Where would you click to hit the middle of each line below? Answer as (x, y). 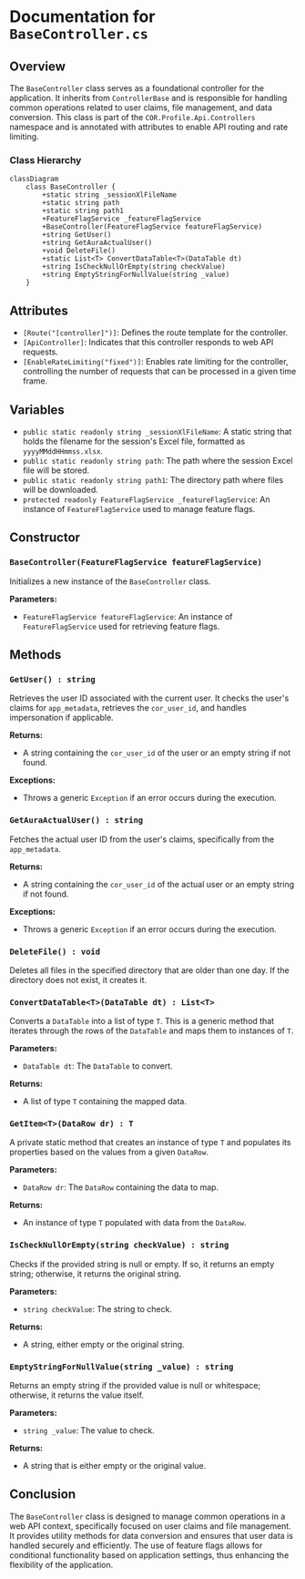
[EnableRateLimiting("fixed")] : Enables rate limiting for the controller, (155, 362)
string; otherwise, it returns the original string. (96, 1274)
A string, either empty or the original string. (103, 1344)
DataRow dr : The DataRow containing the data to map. (121, 1187)
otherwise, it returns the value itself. (76, 1395)
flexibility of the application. (61, 1564)
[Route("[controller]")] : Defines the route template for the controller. (155, 333)
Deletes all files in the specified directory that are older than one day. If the (149, 970)
